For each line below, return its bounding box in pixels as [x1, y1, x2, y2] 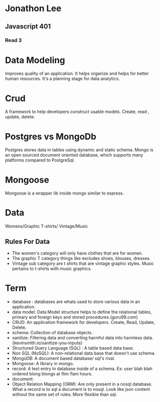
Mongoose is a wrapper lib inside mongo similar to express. [5, 190, 124, 196]
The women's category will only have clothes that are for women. [12, 250, 143, 256]
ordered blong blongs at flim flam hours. [12, 370, 93, 376]
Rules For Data [5, 237, 50, 245]
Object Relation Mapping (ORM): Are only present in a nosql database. [12, 381, 153, 387]
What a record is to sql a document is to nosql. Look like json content [12, 386, 150, 392]
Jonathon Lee [5, 3, 62, 14]
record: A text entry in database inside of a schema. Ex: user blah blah [12, 366, 153, 371]
